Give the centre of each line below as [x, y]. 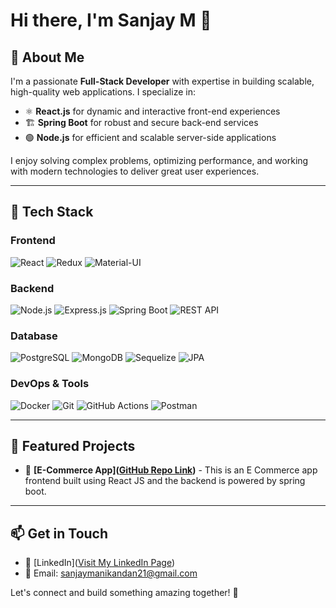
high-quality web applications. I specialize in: [103, 92]
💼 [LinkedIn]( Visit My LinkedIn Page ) [99, 563]
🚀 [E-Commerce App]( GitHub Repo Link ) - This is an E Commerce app [171, 470]
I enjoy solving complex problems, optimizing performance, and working [159, 160]
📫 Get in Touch [59, 533]
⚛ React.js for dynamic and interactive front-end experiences [152, 111]
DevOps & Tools [50, 384]
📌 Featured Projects [73, 445]
